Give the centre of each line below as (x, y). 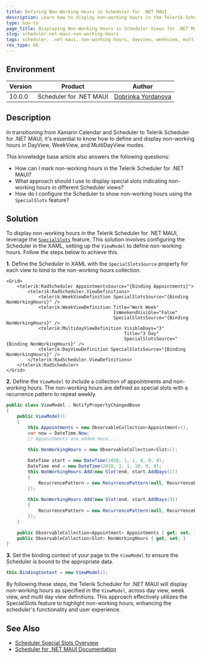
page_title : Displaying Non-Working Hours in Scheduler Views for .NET (97, 28)
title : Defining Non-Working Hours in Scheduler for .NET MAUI (87, 12)
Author (143, 86)
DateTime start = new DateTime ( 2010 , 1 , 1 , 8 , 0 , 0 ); (96, 461)
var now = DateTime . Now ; (59, 433)
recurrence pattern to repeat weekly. (51, 394)
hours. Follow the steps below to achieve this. (63, 252)
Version (21, 86)
